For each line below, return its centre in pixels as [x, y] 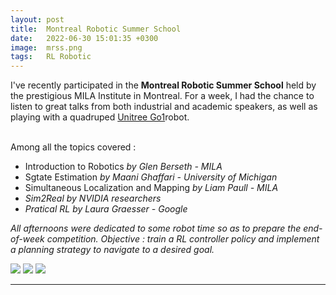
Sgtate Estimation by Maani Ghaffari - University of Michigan [151, 177]
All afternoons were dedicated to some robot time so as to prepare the [156, 228]
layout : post [37, 19]
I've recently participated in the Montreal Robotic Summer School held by [163, 85]
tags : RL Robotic [51, 57]
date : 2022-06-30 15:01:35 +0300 [84, 38]
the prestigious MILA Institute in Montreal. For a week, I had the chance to [162, 96]
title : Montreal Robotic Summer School [96, 29]
